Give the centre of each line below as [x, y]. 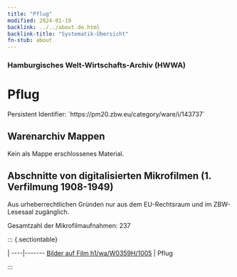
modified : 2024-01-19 [39, 21]
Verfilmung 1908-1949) [60, 187]
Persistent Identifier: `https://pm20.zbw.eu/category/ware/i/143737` [106, 114]
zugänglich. [52, 212]
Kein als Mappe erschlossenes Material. [66, 153]
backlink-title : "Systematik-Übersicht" [68, 34]
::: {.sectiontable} [33, 239]
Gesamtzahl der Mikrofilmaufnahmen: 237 [69, 225]
